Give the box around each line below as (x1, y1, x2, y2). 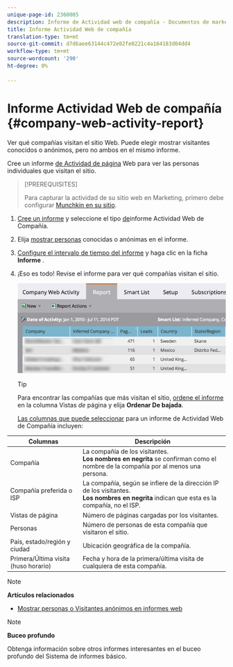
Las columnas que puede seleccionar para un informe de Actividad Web (17, 414, 224, 423)
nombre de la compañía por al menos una (82, 462, 201, 470)
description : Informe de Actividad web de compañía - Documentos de (7, 18, 209, 26)
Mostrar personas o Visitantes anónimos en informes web (17, 604, 182, 612)
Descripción (135, 437, 171, 446)
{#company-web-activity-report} (7, 115, 205, 131)
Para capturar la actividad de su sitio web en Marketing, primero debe (24, 193, 224, 201)
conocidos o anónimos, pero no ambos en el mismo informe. (7, 146, 180, 154)
